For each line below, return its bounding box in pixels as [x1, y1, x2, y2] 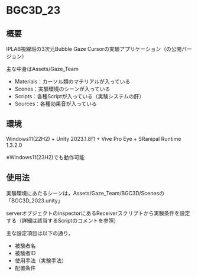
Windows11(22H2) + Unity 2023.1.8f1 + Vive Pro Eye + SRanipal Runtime [6, 135, 181, 142]
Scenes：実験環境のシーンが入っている [14, 85, 111, 92]
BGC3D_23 [6, 4, 61, 17]
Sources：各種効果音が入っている [14, 100, 98, 107]
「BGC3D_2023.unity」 [6, 197, 63, 204]
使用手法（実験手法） [14, 257, 67, 264]
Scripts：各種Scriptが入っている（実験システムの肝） [14, 93, 145, 99]
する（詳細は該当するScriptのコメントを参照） [6, 217, 119, 224]
